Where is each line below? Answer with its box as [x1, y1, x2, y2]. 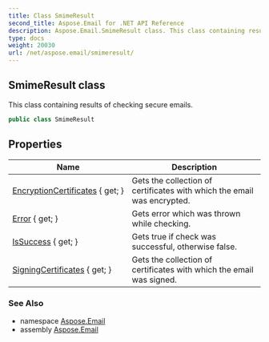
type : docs [8, 34, 45, 42]
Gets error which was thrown [131, 207, 241, 219]
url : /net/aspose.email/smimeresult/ [8, 49, 134, 57]
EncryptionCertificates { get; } [12, 185, 124, 196]
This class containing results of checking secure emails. [8, 99, 194, 109]
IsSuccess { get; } [12, 235, 78, 247]
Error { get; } [12, 213, 58, 224]
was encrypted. [131, 195, 191, 206]
